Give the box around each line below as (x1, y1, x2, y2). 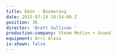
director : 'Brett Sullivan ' (6, 24, 77, 31)
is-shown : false (6, 41, 46, 47)
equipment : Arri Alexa (6, 36, 61, 41)
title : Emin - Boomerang (6, 8, 67, 15)
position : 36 (6, 19, 38, 25)
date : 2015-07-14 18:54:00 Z (6, 14, 77, 20)
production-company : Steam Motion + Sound (6, 30, 111, 36)
